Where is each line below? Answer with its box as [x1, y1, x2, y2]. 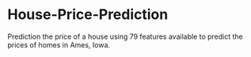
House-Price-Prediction [7, 6, 169, 24]
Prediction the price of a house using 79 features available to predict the [7, 32, 243, 41]
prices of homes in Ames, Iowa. [7, 40, 111, 49]
